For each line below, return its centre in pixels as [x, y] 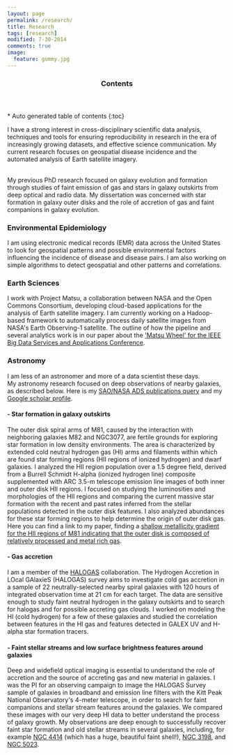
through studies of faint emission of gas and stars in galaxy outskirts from [113, 187]
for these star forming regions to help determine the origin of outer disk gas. [116, 518]
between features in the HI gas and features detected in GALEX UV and [110, 624]
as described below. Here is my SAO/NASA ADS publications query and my [115, 390]
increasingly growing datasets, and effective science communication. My [112, 144]
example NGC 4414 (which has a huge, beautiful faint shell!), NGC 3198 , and [116, 737]
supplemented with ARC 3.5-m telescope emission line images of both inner [116, 481]
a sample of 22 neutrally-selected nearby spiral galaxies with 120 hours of [113, 587]
